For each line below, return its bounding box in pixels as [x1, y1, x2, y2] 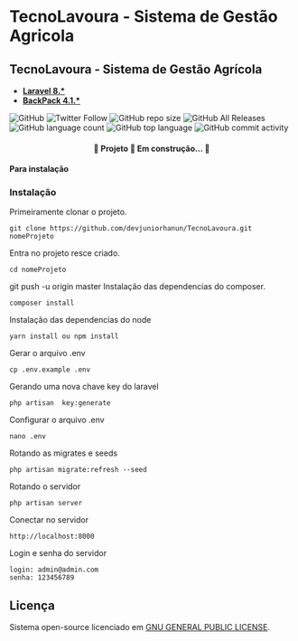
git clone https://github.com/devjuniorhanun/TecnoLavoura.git [9, 224, 253, 233]
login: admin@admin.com [9, 565, 99, 575]
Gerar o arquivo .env [9, 348, 86, 359]
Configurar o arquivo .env [9, 414, 106, 426]
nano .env [9, 432, 47, 441]
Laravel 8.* [22, 86, 66, 96]
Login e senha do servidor [9, 548, 107, 559]
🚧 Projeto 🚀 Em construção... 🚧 [93, 143, 210, 154]
